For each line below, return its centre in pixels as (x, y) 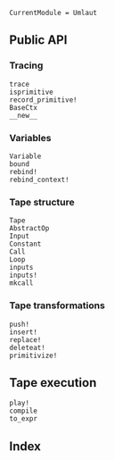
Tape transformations (57, 305)
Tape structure (42, 202)
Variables (30, 138)
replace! (25, 339)
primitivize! (33, 355)
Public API (38, 40)
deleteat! (28, 347)
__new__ (24, 115)
